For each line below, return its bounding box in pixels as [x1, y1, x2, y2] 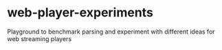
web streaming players [7, 34, 72, 42]
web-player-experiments [7, 5, 153, 21]
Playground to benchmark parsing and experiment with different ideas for [7, 27, 215, 36]
